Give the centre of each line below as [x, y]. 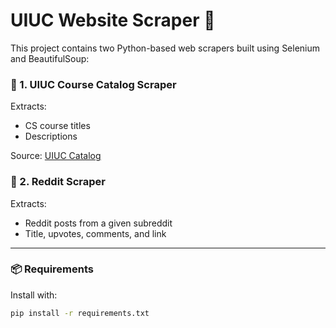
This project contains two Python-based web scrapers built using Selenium [165, 48]
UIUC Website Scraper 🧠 [113, 20]
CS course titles [57, 126]
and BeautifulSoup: [50, 58]
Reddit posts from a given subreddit [98, 223]
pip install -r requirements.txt [80, 313]
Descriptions [51, 136]
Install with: [34, 295]
